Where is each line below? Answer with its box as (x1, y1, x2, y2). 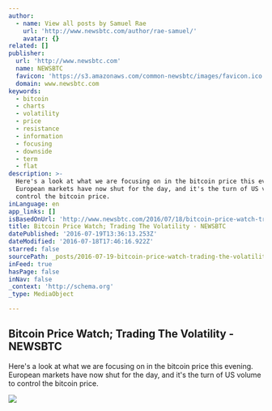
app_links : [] (8, 207, 57, 215)
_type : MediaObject (8, 290, 74, 299)
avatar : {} (23, 34, 60, 43)
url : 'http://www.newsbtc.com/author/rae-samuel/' (23, 27, 198, 35)
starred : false (8, 245, 60, 253)
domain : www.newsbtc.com (15, 79, 100, 87)
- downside (15, 147, 53, 155)
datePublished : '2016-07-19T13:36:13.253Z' (8, 230, 158, 239)
